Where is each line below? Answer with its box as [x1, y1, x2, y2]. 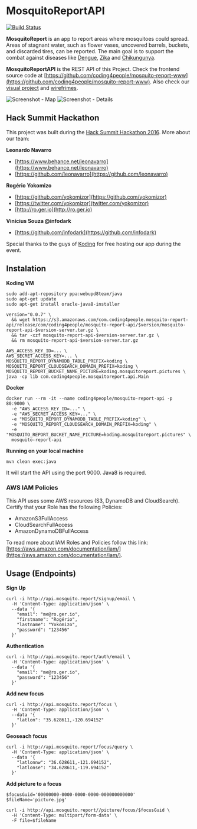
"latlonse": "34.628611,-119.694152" [17, 765, 110, 770]
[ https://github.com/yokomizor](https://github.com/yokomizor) [14, 193, 167, 200]
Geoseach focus [6, 732, 47, 740]
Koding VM [6, 279, 34, 286]
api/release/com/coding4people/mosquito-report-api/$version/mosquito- [6, 322, 186, 328]
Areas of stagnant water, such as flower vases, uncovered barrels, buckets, [6, 41, 190, 48]
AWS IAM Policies [6, 484, 58, 492]
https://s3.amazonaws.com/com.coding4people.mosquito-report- [32, 316, 189, 323]
